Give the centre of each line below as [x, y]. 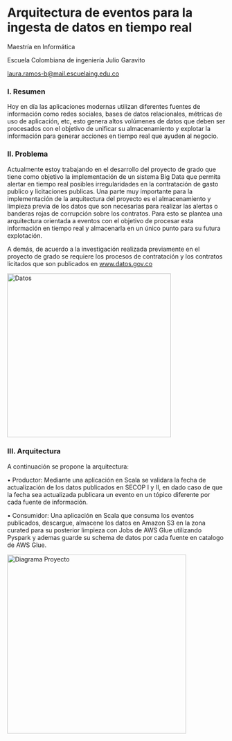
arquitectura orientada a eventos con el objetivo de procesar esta [100, 220]
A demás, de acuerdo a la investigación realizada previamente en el [104, 249]
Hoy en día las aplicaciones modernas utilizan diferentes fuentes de [104, 107]
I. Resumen [26, 91]
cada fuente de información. [48, 502]
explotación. [25, 235]
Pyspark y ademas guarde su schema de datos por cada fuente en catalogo [115, 537]
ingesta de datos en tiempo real [100, 27]
